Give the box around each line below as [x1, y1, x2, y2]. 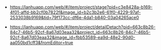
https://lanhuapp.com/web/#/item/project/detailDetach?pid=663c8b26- [9, 24, 156, 30]
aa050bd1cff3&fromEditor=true [9, 40, 73, 46]
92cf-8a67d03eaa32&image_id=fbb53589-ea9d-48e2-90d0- [9, 34, 135, 40]
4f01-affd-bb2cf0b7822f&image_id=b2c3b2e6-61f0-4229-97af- [9, 9, 141, 15]
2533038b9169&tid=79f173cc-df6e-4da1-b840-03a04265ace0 [9, 15, 139, 20]
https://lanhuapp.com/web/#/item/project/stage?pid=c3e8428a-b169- [9, 4, 153, 10]
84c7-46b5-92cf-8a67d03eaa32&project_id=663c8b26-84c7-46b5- [9, 29, 151, 35]
